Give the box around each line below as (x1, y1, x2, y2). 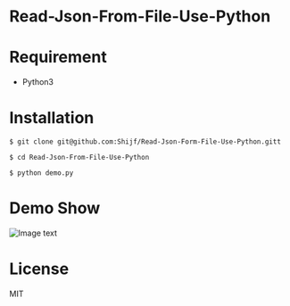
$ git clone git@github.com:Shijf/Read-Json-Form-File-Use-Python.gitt (9, 137, 281, 146)
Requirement (9, 47, 107, 68)
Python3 (21, 77, 54, 87)
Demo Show (9, 198, 101, 219)
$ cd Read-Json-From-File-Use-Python (9, 153, 150, 162)
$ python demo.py (9, 169, 74, 178)
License (9, 259, 70, 279)
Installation (9, 108, 95, 128)
